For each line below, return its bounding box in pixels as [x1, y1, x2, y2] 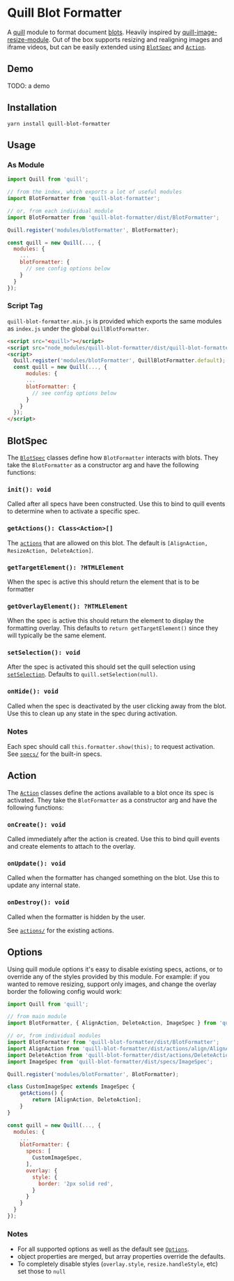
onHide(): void [7, 688, 59, 695]
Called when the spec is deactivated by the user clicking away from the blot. [7, 702, 227, 710]
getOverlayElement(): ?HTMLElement [7, 602, 128, 610]
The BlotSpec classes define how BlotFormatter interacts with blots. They [7, 453, 219, 462]
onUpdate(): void [7, 860, 66, 867]
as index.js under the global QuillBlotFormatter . [7, 324, 150, 333]
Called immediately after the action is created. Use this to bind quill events [7, 835, 220, 843]
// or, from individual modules [7, 1032, 101, 1040]
